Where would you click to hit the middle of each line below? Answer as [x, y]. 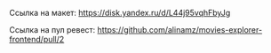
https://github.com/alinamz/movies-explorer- [180, 30]
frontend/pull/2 [37, 39]
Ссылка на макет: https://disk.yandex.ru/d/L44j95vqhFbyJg [120, 13]
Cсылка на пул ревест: [52, 30]
